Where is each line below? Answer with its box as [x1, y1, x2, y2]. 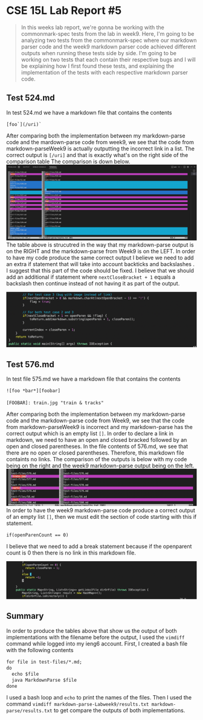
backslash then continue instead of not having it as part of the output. [6, 280, 180, 287]
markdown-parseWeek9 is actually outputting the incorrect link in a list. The [6, 145, 195, 152]
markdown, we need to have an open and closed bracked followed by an [6, 436, 187, 444]
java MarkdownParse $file [11, 677, 77, 683]
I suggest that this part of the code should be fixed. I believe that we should [6, 267, 195, 275]
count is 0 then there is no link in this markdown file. [6, 549, 137, 556]
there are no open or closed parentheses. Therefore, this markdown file [6, 449, 184, 456]
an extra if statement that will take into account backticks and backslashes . [6, 261, 195, 268]
